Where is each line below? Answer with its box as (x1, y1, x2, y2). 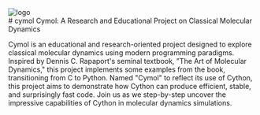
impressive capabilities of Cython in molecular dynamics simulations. (8, 98, 232, 107)
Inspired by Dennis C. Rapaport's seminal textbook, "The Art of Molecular (8, 57, 247, 65)
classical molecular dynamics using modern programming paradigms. (8, 48, 235, 57)
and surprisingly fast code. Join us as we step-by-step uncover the (8, 90, 227, 99)
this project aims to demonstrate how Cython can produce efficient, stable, (8, 82, 252, 91)
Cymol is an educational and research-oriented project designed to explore (8, 39, 252, 49)
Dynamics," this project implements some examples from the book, (8, 65, 226, 74)
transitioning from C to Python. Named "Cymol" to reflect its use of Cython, (8, 73, 253, 82)
